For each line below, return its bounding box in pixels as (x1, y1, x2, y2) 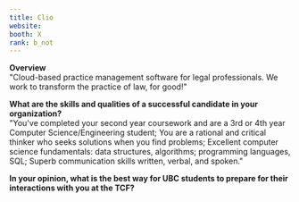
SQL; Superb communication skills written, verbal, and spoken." (9, 156, 244, 166)
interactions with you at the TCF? (9, 182, 136, 193)
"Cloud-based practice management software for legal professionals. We (9, 72, 278, 83)
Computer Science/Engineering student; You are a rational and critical (9, 127, 266, 139)
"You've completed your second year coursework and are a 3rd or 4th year (9, 118, 286, 129)
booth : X (9, 29, 42, 38)
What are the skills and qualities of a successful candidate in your (9, 99, 259, 110)
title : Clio (9, 13, 54, 22)
